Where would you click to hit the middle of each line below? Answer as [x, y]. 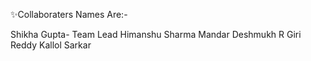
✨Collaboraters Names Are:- [69, 14]
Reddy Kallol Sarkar [51, 45]
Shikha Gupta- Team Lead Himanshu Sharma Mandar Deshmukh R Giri [156, 34]
